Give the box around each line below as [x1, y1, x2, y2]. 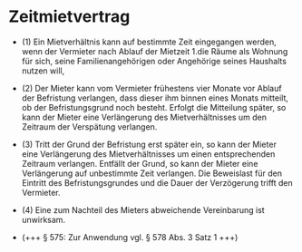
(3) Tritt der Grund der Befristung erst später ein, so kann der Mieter [21, 139, 278, 150]
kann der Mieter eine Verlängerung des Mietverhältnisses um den [21, 111, 268, 122]
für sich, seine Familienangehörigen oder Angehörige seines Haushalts [21, 55, 287, 66]
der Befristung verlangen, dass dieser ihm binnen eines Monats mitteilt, [21, 92, 289, 103]
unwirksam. [21, 214, 65, 225]
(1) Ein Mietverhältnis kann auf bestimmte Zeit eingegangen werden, [21, 36, 278, 47]
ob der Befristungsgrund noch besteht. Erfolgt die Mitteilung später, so [21, 102, 287, 112]
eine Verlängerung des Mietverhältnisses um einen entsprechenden [21, 148, 276, 160]
